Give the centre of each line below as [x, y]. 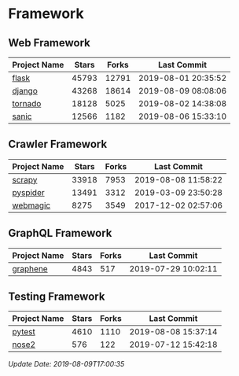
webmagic [31, 205]
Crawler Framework [58, 144]
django [25, 91]
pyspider [28, 192]
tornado [27, 103]
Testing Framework [57, 297]
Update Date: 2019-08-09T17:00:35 [66, 364]
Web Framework [49, 43]
